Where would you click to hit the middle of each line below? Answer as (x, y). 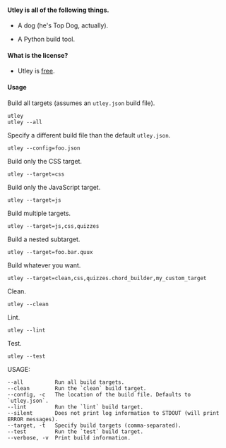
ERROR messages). (33, 419)
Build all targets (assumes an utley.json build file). (81, 103)
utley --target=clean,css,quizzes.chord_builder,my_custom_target (107, 278)
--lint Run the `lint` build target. (75, 407)
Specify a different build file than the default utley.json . (89, 135)
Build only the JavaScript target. (54, 187)
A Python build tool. (46, 40)
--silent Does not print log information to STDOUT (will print (113, 413)
